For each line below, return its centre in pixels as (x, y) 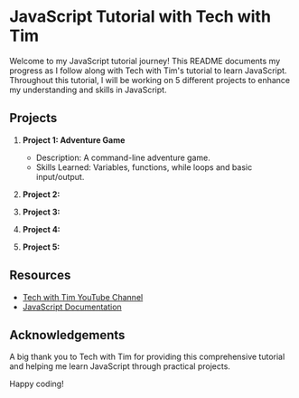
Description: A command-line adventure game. (123, 157)
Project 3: (41, 212)
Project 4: (41, 229)
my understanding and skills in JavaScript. (88, 90)
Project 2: (41, 194)
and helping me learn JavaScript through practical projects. (120, 366)
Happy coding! (37, 384)
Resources (40, 275)
